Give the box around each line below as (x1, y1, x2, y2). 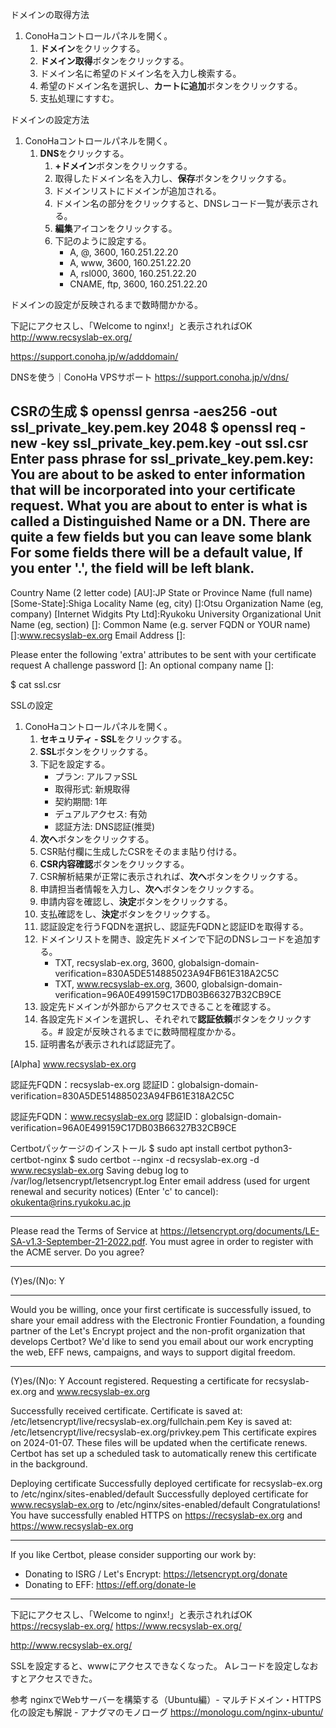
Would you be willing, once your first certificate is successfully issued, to (10, 1303, 312, 1315)
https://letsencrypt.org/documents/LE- (159, 1224, 320, 1237)
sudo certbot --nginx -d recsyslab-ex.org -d (76, 1153, 260, 1165)
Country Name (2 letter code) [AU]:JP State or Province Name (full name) (10, 586, 313, 598)
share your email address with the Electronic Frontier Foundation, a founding (10, 1314, 326, 1326)
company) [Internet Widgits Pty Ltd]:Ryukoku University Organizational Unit (10, 608, 322, 620)
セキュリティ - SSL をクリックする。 (39, 733, 188, 745)
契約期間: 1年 (54, 795, 108, 807)
